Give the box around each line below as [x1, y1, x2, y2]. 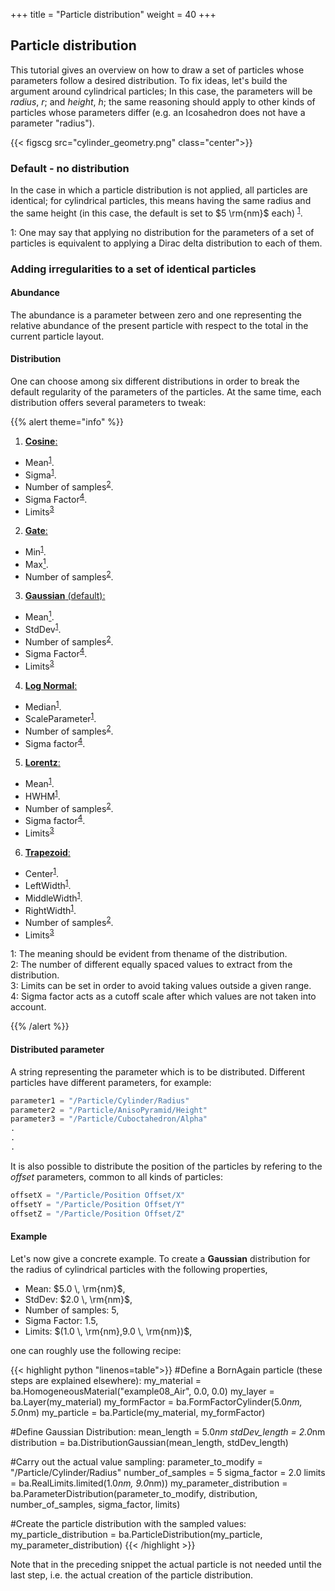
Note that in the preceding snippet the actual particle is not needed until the [10, 1558, 322, 1570]
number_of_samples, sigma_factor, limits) [10, 1498, 181, 1510]
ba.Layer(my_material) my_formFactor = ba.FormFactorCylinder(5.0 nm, [10, 1395, 303, 1408]
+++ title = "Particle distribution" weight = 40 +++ [10, 9, 217, 20]
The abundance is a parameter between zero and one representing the [10, 309, 302, 321]
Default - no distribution [10, 161, 130, 175]
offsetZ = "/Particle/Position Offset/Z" [10, 1209, 186, 1219]
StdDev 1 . [24, 622, 62, 635]
